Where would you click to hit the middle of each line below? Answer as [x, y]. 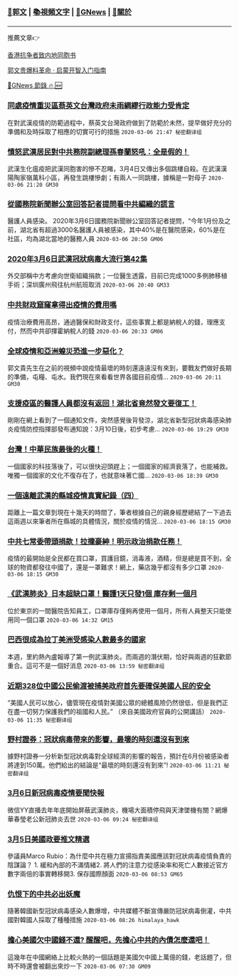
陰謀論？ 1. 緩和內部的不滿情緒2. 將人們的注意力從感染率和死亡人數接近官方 [118, 865]
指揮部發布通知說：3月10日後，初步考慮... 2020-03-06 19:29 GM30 [133, 429]
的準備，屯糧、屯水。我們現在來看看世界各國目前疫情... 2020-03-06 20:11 [115, 377]
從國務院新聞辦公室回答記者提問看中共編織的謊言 [91, 204]
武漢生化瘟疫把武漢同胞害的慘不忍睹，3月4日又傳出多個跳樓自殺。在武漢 [114, 168]
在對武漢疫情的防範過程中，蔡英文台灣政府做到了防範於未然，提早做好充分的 [119, 123]
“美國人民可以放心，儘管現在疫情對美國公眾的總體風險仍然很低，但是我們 [115, 703]
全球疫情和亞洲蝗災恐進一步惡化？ [66, 351]
